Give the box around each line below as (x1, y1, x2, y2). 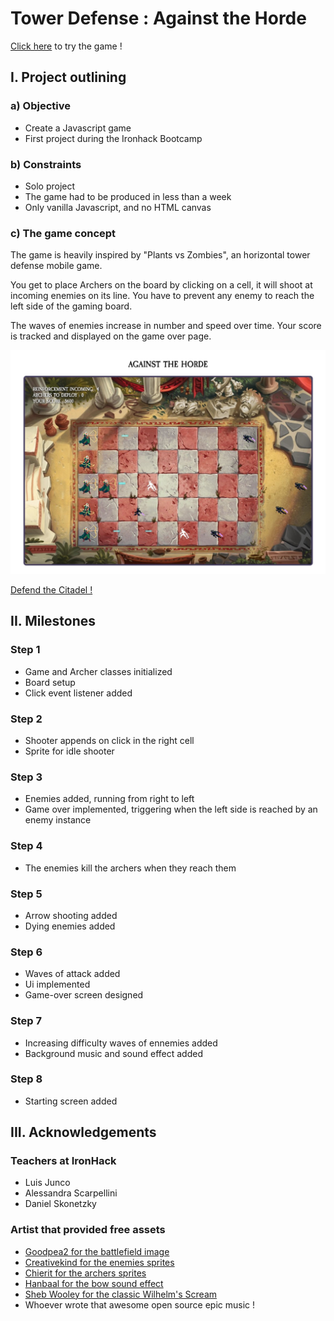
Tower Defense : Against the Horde (10, 7, 307, 30)
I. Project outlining (10, 69, 127, 86)
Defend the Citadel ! (10, 584, 93, 596)
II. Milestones (10, 613, 97, 630)
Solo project (24, 180, 76, 192)
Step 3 (10, 770, 43, 784)
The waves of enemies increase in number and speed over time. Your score (10, 320, 322, 332)
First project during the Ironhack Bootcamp (24, 132, 203, 144)
